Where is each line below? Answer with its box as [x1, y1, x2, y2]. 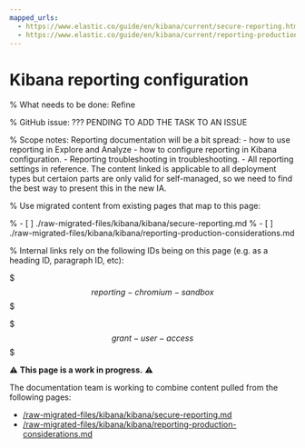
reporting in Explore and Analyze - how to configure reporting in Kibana [9, 144, 277, 155]
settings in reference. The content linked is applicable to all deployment [9, 164, 277, 174]
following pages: [9, 392, 72, 403]
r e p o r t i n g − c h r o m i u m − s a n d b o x [90, 287, 215, 298]
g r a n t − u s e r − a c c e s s [111, 333, 194, 343]
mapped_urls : [9, 13, 59, 23]
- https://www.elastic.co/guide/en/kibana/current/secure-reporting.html [17, 22, 302, 31]
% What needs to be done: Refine [9, 99, 136, 110]
